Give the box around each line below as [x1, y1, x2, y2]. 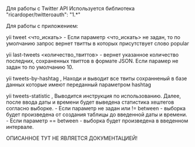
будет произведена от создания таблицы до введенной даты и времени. [6, 111, 188, 118]
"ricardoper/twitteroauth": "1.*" [6, 11, 81, 18]
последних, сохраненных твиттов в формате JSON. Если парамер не [6, 58, 179, 64]
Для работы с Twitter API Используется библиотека [6, 5, 135, 12]
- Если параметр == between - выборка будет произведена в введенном [6, 117, 189, 124]
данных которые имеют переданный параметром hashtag [6, 81, 152, 88]
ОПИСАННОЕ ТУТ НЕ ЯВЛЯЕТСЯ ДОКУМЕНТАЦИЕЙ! [6, 135, 138, 142]
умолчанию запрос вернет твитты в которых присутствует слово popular [6, 40, 189, 47]
